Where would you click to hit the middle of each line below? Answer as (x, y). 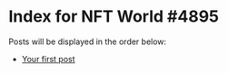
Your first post (48, 59)
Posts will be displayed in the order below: (88, 41)
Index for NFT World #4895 (114, 17)
